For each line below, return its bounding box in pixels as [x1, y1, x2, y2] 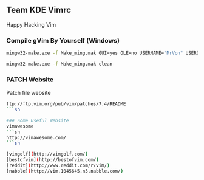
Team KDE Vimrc [6, 5, 72, 15]
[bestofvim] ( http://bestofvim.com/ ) [6, 157, 99, 163]
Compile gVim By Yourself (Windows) [6, 36, 120, 44]
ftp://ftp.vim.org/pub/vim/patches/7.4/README [6, 101, 126, 107]
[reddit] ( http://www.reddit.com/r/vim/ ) [6, 162, 110, 169]
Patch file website [6, 89, 51, 97]
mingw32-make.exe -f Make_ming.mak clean [6, 61, 113, 67]
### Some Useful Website [6, 117, 69, 123]
